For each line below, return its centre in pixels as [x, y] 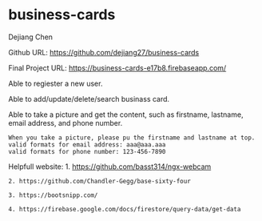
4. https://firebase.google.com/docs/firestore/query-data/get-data [125, 209]
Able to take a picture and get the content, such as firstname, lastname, [126, 115]
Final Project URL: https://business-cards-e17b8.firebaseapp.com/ [117, 68]
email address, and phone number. [65, 123]
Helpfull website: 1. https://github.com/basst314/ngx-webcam [110, 167]
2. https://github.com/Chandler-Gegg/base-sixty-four [100, 181]
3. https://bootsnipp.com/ [53, 195]
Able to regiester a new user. [56, 83]
